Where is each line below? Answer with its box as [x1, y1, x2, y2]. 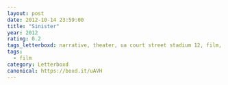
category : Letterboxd [7, 61, 69, 68]
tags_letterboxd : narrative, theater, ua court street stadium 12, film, [7, 42, 223, 49]
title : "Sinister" [7, 23, 60, 29]
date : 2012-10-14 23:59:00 [7, 16, 84, 23]
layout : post [7, 10, 45, 17]
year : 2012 [7, 29, 38, 36]
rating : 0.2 [7, 36, 41, 42]
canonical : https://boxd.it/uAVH [7, 67, 103, 74]
